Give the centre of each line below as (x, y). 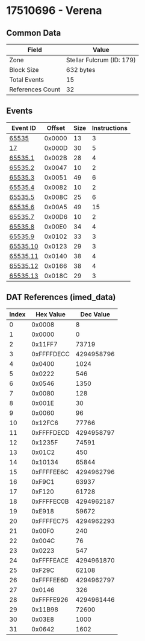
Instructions (110, 128)
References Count (35, 89)
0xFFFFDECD (51, 432)
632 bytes (81, 70)
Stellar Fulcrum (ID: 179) (101, 60)
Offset (56, 128)
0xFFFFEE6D (50, 580)
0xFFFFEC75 (50, 521)
